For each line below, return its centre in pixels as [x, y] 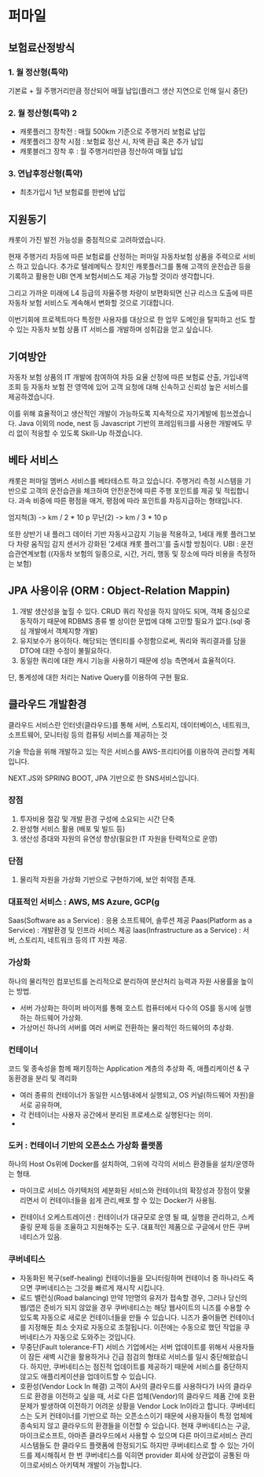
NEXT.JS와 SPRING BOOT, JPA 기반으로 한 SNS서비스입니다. [104, 778]
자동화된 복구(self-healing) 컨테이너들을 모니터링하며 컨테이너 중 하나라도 [132, 1278]
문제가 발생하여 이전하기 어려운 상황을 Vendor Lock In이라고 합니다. [124, 1405]
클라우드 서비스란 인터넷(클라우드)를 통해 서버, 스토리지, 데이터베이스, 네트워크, [129, 724]
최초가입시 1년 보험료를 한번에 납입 [72, 192]
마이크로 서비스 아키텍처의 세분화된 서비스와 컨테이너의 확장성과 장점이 [128, 1190]
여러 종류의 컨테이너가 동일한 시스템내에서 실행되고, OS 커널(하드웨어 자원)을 [137, 1095]
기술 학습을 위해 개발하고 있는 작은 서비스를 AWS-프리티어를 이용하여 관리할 [125, 751]
